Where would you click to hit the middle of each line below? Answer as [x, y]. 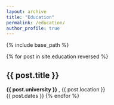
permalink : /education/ [36, 23]
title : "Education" [30, 17]
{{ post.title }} [33, 75]
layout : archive [26, 12]
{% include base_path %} [38, 45]
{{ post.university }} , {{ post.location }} [56, 90]
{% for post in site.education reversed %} [57, 56]
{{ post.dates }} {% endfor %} [43, 96]
